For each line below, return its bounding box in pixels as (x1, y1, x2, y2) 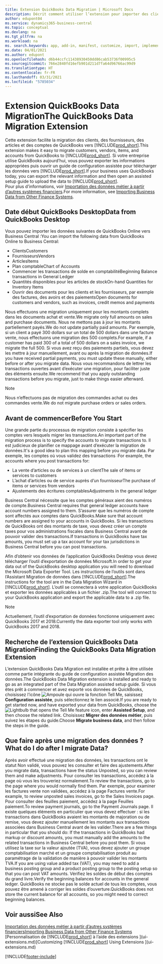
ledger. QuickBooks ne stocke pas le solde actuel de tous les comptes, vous (5, 881, 157, 887)
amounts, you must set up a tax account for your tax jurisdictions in (5, 539, 140, 544)
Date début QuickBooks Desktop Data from (5, 207, 136, 216)
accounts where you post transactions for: (5, 458, 90, 464)
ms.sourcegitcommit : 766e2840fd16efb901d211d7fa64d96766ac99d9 (5, 61, 136, 66)
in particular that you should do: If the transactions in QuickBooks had (5, 829, 145, 835)
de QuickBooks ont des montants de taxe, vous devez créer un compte (5, 523, 147, 529)
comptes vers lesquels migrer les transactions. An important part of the (5, 432, 147, 438)
